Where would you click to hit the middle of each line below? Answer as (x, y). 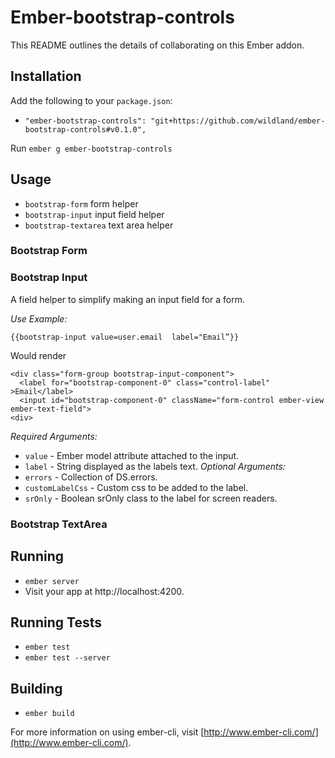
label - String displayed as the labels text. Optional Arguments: (155, 466)
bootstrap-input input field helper (94, 214)
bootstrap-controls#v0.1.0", (85, 129)
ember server (52, 581)
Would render (38, 355)
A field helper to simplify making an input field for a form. (128, 299)
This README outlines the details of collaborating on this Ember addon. (157, 45)
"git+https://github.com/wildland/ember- (238, 121)
